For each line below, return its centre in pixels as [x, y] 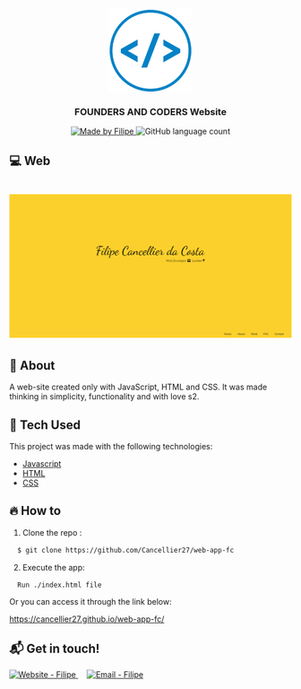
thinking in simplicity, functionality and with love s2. [104, 397]
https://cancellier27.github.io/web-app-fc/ [87, 619]
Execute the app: [53, 567]
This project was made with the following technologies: [111, 446]
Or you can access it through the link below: [90, 602]
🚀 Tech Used [45, 425]
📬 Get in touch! [55, 648]
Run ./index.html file [60, 585]
